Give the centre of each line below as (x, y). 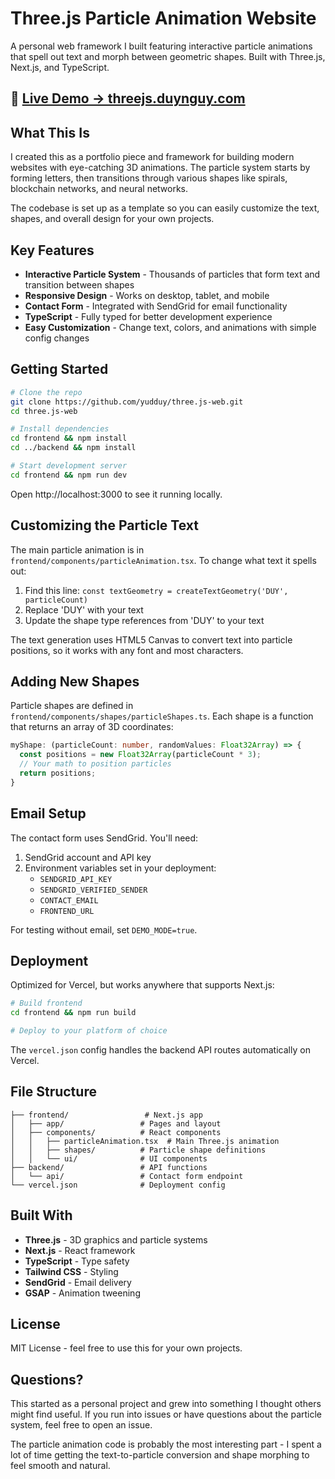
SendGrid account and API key (88, 857)
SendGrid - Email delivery (78, 1282)
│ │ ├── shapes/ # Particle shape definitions (138, 1150)
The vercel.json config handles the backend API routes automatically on (160, 1050)
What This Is (50, 132)
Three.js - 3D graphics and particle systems (116, 1239)
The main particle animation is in (77, 549)
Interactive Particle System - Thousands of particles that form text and (172, 274)
